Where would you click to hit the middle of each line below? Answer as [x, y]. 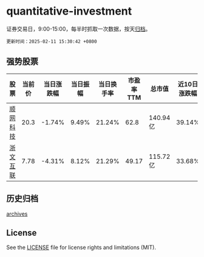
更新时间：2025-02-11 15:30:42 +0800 [52, 41]
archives [17, 214]
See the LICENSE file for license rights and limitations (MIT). [81, 247]
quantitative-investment [69, 11]
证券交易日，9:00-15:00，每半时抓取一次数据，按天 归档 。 [79, 29]
